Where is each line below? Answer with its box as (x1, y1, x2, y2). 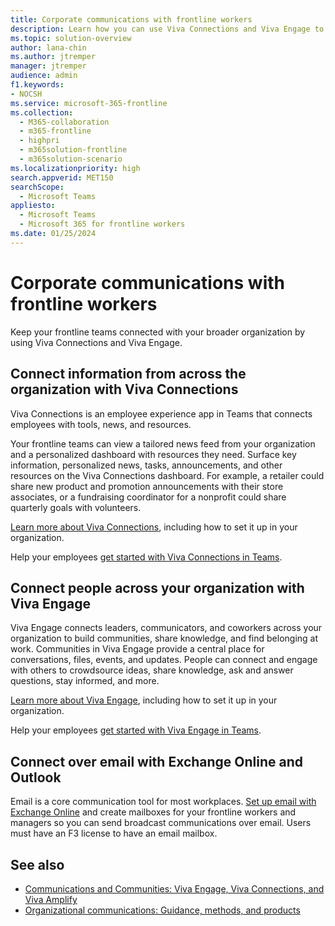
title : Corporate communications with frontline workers (10, 14, 253, 25)
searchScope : (10, 182, 65, 192)
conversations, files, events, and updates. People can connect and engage (10, 654, 318, 666)
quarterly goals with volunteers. (10, 501, 142, 513)
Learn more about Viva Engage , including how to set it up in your (10, 694, 278, 706)
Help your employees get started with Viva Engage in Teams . (10, 724, 262, 736)
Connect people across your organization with (10, 579, 305, 596)
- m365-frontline (19, 126, 92, 136)
